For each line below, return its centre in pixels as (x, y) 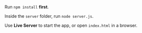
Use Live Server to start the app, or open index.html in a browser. (71, 25)
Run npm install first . (27, 7)
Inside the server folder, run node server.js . (49, 16)
